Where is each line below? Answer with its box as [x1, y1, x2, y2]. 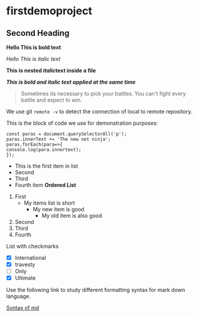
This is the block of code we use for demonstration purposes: [6, 119, 159, 127]
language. [6, 293, 31, 300]
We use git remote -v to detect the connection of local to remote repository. [6, 108, 193, 115]
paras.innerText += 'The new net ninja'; [6, 136, 111, 142]
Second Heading [6, 28, 70, 38]
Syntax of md [6, 304, 39, 312]
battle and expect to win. [20, 97, 83, 103]
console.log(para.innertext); [6, 147, 82, 153]
